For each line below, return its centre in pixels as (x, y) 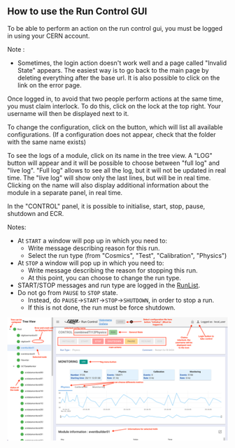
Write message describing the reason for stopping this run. (113, 270)
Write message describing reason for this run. (94, 248)
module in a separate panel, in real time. (65, 192)
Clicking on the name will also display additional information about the (108, 185)
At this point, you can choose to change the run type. (105, 277)
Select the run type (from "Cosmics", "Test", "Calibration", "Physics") (127, 255)
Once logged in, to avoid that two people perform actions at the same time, (115, 99)
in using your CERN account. (49, 36)
